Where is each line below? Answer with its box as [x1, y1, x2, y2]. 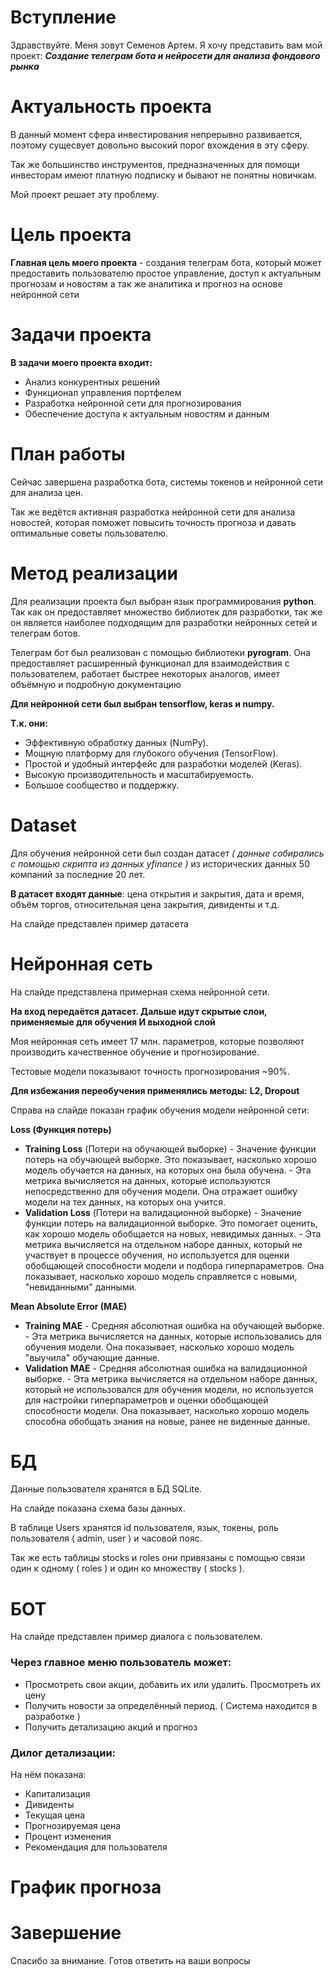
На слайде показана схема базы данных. [10, 1502, 186, 1515]
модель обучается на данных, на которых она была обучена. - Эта [24, 1164, 312, 1176]
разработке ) [24, 1710, 81, 1722]
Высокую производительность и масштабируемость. [24, 768, 255, 780]
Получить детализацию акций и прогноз [24, 1721, 198, 1733]
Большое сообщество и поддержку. [24, 779, 180, 791]
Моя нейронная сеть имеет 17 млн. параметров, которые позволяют [10, 1035, 305, 1047]
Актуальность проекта [10, 96, 213, 118]
